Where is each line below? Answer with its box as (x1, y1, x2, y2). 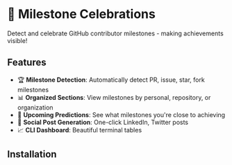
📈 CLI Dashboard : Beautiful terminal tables (17, 125, 142, 134)
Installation (7, 148, 57, 160)
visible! (7, 36, 28, 44)
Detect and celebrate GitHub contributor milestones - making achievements (7, 29, 224, 37)
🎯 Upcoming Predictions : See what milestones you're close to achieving (17, 110, 226, 119)
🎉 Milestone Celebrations (7, 6, 156, 22)
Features (7, 57, 47, 69)
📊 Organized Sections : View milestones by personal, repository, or (17, 93, 211, 101)
